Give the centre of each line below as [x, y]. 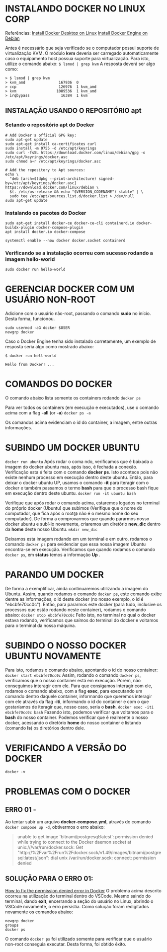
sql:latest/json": [33, 858]
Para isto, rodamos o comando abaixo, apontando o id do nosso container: [82, 670]
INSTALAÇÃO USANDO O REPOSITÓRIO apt [73, 111]
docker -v [15, 772]
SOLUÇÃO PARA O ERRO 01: [49, 879]
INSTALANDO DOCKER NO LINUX [75, 9]
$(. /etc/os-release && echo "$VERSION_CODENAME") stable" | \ [76, 192]
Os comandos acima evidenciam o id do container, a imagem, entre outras [81, 422]
